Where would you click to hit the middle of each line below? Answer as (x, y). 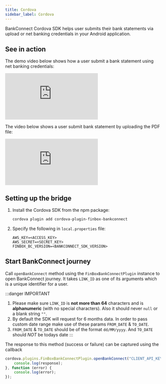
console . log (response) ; (39, 363)
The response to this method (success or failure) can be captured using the (82, 344)
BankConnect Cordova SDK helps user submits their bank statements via (79, 28)
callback (14, 349)
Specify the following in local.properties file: (59, 229)
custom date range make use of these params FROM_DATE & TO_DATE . (81, 324)
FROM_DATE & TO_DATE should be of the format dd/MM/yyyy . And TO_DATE (83, 329)
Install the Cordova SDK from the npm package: (61, 210)
